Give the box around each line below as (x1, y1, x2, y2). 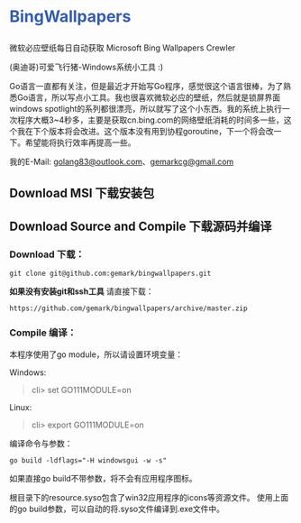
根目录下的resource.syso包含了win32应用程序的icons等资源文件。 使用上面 (9, 491, 289, 502)
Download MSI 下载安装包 (9, 185, 155, 200)
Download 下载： (9, 248, 86, 261)
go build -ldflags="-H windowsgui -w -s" (9, 455, 168, 465)
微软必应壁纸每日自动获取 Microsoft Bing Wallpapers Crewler (9, 42, 236, 53)
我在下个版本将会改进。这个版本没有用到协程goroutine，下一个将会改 (16, 126, 275, 137)
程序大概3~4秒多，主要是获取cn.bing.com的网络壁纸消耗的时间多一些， (16, 115, 284, 125)
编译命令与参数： (9, 437, 73, 448)
